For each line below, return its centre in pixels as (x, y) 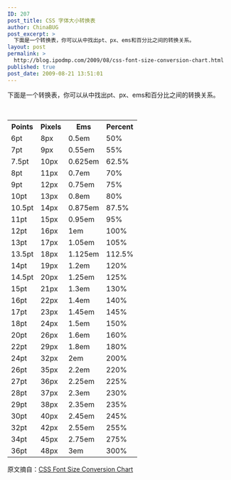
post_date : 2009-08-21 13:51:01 (55, 73)
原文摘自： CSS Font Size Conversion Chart (70, 469)
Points (22, 127)
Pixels (51, 127)
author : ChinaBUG (33, 27)
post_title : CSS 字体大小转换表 (52, 21)
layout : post (27, 47)
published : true (31, 67)
